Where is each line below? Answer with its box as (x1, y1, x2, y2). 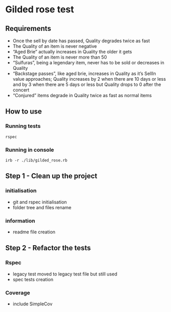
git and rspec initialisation (12, 199, 67, 205)
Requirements (5, 24, 51, 33)
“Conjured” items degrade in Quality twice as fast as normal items (12, 93, 152, 98)
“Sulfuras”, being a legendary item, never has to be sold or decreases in (12, 60, 165, 65)
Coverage (5, 289, 31, 296)
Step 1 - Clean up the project (5, 172, 97, 180)
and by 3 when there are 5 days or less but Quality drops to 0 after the (12, 81, 161, 87)
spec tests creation (12, 276, 54, 282)
